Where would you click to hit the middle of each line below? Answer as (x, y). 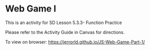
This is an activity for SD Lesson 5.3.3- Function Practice (64, 22)
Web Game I (31, 9)
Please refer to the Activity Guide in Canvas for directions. (65, 32)
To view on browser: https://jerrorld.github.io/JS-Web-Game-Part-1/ (75, 42)
